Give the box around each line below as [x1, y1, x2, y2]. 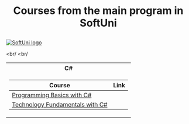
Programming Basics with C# [12, 91, 92, 100]
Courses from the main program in [13, 4, 184, 17]
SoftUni [80, 16, 117, 30]
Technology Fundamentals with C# [12, 101, 108, 109]
